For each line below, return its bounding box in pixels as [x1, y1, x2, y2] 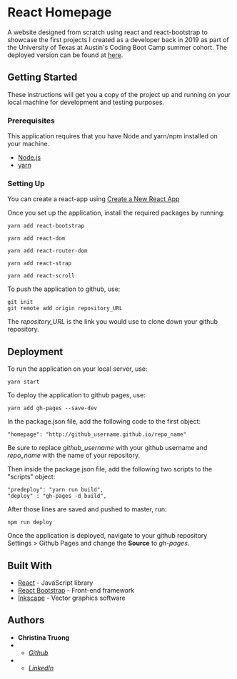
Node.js [17, 153, 41, 162]
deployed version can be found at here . [7, 51, 123, 59]
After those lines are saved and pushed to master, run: [7, 505, 167, 514]
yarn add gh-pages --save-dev [7, 404, 98, 412]
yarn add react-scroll [7, 272, 75, 280]
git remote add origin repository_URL [7, 305, 123, 312]
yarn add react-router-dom [7, 247, 88, 255]
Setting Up [7, 178, 45, 188]
